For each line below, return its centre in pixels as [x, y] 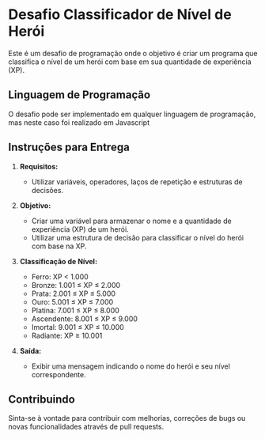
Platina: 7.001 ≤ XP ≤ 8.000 [76, 310]
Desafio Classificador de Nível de [120, 15]
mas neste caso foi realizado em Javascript [79, 122]
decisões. [47, 190]
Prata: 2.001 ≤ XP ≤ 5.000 [74, 293]
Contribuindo [42, 399]
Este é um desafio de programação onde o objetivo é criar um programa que [133, 53]
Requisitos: [39, 166]
